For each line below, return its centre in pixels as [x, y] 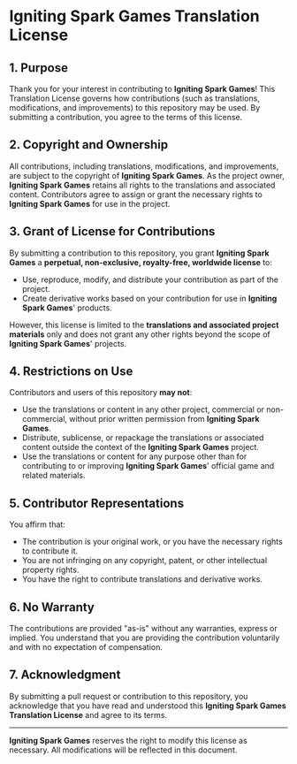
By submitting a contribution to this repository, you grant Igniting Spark [139, 253]
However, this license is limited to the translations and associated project [144, 325]
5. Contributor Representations [96, 503]
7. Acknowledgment [65, 675]
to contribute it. [50, 551]
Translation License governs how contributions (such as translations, [135, 98]
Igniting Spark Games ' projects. [68, 343]
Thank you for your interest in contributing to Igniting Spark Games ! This [142, 89]
